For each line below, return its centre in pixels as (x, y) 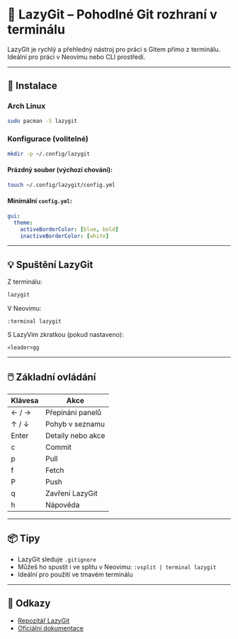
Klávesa (25, 400)
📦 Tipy (24, 538)
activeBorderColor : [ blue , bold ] (69, 229)
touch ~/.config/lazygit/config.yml (61, 185)
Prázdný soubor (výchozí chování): (60, 170)
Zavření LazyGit (71, 493)
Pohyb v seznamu (75, 424)
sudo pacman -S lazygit (42, 121)
